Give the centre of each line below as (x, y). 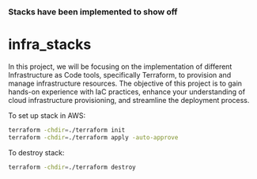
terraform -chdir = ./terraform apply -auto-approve (93, 137)
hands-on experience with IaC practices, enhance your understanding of (127, 91)
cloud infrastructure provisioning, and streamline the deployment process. (129, 100)
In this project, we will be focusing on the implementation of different (120, 67)
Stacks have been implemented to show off (93, 12)
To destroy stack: (36, 152)
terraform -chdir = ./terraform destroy (72, 167)
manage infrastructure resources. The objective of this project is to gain (125, 83)
